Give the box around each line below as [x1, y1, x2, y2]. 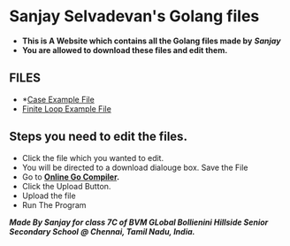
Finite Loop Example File [21, 104, 112, 114]
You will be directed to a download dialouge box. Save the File [21, 162, 248, 173]
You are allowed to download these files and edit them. [21, 44, 228, 55]
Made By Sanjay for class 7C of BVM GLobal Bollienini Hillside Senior [9, 217, 269, 227]
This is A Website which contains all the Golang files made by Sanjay [21, 35, 281, 46]
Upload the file [21, 190, 77, 201]
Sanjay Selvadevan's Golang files [9, 6, 260, 27]
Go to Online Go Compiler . [21, 171, 120, 182]
